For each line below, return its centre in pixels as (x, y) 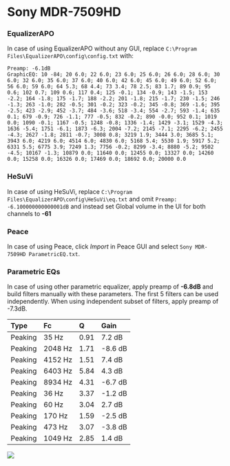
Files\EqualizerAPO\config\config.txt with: (71, 56)
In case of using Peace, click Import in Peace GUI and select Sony (100, 246)
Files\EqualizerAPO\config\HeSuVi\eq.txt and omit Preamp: (92, 199)
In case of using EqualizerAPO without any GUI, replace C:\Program (102, 48)
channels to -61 (29, 213)
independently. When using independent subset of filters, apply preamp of (113, 302)
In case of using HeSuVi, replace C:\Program (70, 191)
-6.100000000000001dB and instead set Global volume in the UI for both (107, 206)
